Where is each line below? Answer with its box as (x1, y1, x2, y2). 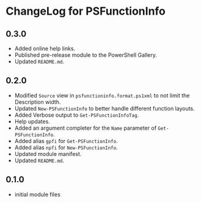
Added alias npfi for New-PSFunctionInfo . (14, 144, 118, 151)
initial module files (14, 191, 60, 198)
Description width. (14, 98, 61, 105)
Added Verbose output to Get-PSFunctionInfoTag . (14, 111, 139, 119)
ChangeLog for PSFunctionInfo (5, 4, 166, 18)
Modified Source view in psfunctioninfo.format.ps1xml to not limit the (14, 92, 190, 99)
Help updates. (14, 117, 50, 125)
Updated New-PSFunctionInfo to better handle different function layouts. (14, 105, 195, 112)
